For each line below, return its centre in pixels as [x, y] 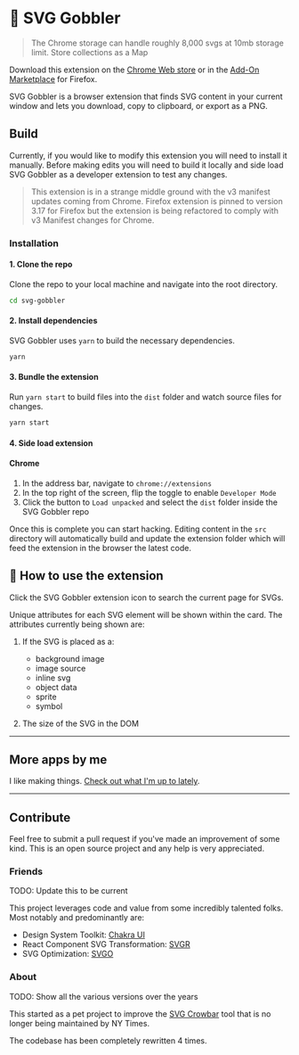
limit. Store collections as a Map [89, 52]
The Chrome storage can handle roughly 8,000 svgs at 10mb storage [158, 43]
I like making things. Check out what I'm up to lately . [105, 781]
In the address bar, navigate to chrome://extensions [117, 483]
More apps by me [58, 759]
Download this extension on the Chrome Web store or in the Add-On [134, 70]
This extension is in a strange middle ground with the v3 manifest [151, 192]
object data [56, 687]
